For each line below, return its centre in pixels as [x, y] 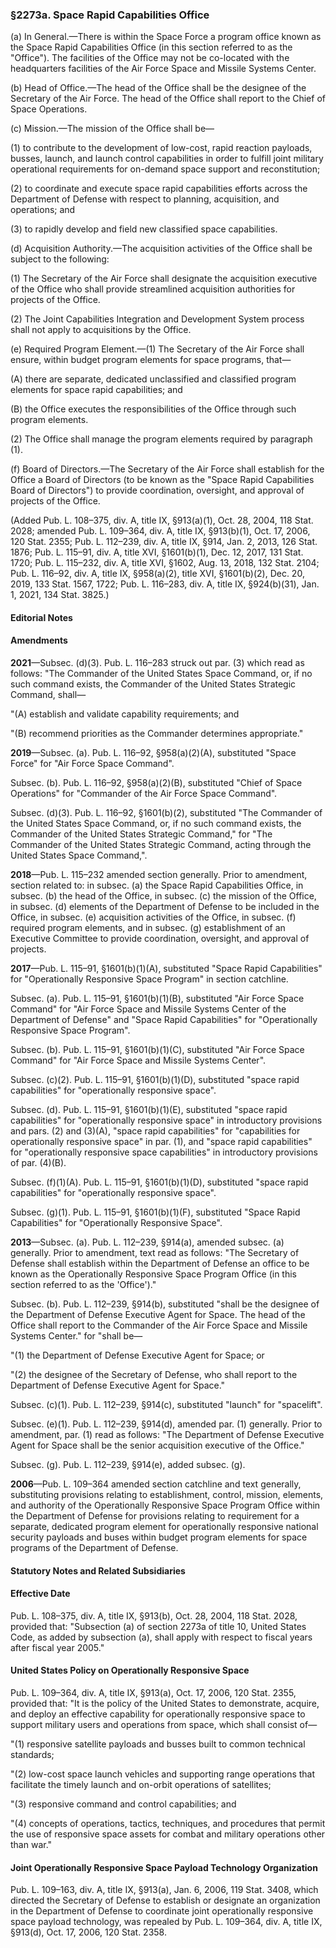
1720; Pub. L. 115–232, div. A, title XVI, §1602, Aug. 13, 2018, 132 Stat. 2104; [165, 563]
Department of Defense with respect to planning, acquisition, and [145, 199]
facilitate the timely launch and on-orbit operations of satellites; [141, 1785]
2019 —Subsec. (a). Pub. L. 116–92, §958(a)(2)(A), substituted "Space [153, 753]
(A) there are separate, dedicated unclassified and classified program [153, 379]
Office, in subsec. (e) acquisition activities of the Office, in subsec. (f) [153, 917]
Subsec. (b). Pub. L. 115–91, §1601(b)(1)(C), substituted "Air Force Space [157, 1050]
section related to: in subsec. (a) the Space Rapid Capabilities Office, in [157, 885]
